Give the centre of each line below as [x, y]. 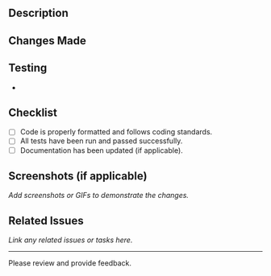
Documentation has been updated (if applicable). [101, 150]
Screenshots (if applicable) [78, 176]
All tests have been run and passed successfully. [101, 141]
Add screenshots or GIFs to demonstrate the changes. [99, 196]
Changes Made [47, 41]
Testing [28, 68]
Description [38, 13]
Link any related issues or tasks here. [71, 240]
